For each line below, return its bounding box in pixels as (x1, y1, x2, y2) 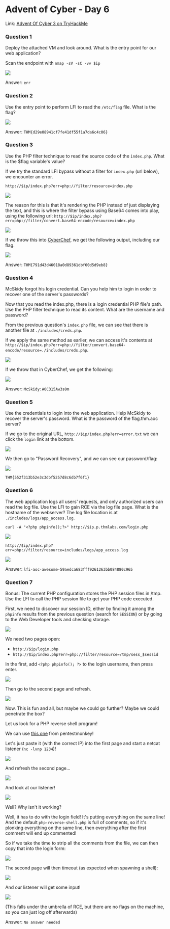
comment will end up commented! (5, 830, 77, 836)
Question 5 (5, 399, 33, 406)
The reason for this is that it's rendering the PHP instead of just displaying (5, 202, 160, 208)
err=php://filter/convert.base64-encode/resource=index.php (5, 218, 135, 223)
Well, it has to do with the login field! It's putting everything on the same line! (5, 814, 165, 820)
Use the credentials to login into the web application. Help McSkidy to (5, 410, 151, 416)
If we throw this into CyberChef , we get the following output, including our (5, 236, 160, 243)
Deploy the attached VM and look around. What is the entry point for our (5, 45, 156, 51)
